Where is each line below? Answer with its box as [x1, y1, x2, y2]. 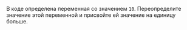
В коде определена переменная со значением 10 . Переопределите [6, 5, 182, 12]
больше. [6, 18, 29, 25]
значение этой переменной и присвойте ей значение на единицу [6, 11, 176, 19]
